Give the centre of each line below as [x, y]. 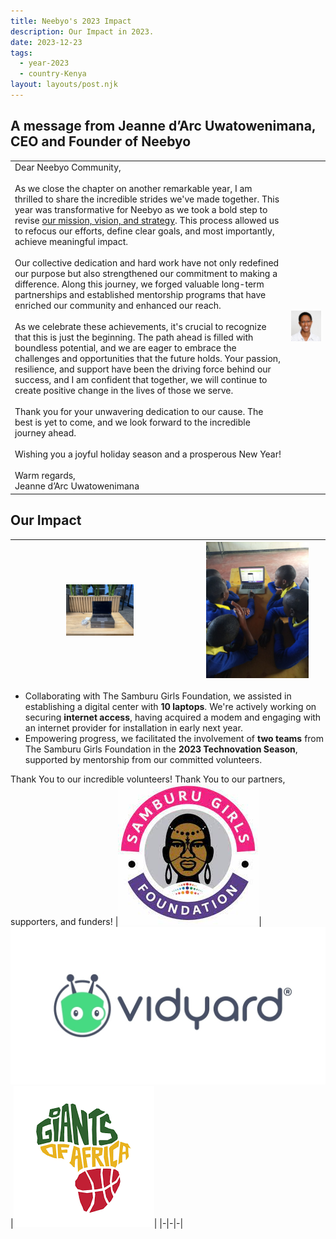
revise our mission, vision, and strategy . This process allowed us [147, 221]
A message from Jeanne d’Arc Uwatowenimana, [163, 126]
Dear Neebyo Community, [68, 167]
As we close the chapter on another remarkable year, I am [133, 189]
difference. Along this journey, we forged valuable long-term [139, 284]
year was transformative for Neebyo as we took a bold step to [141, 210]
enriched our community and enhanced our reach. [118, 306]
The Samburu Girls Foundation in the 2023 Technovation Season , [161, 749]
